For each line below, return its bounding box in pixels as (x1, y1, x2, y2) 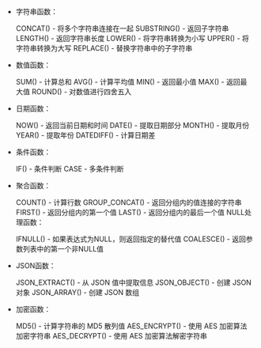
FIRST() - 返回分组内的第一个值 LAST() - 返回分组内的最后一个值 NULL (15, 208, 245, 217)
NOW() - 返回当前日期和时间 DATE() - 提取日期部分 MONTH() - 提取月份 (15, 121, 250, 130)
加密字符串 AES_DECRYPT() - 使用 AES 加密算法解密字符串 (15, 331, 208, 340)
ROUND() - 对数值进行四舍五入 (31, 87, 132, 96)
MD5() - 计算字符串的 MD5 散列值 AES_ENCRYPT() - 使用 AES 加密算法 (15, 321, 248, 331)
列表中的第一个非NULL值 (22, 244, 104, 253)
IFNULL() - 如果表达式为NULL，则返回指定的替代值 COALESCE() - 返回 (15, 234, 247, 244)
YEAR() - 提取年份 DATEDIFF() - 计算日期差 (15, 130, 156, 140)
